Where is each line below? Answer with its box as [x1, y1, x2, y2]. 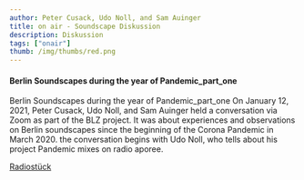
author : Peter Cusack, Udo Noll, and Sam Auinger [9, 13, 202, 23]
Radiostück [9, 161, 52, 173]
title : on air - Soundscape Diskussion [9, 22, 161, 31]
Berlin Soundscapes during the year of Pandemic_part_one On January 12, [9, 95, 289, 106]
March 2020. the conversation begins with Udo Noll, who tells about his [9, 134, 278, 145]
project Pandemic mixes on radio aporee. [9, 144, 164, 155]
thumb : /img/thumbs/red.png [9, 47, 117, 56]
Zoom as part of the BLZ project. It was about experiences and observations [9, 115, 296, 125]
